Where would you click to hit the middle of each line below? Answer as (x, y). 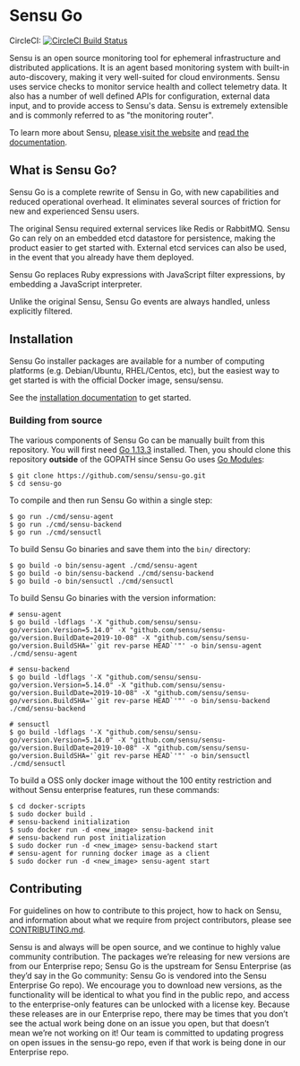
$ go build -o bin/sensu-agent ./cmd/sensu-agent (104, 565)
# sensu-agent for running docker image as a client (110, 853)
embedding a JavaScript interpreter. (76, 284)
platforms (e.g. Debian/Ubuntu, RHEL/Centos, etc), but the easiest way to (145, 370)
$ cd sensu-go (36, 483)
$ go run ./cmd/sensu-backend (66, 524)
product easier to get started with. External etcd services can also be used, (148, 247)
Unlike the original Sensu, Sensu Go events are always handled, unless (140, 301)
